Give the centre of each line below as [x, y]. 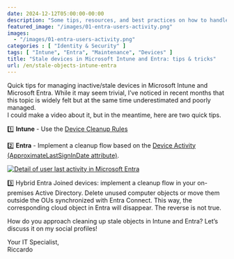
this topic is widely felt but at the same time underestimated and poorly [109, 100]
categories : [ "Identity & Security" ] [67, 46]
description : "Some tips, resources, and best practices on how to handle [118, 20]
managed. [22, 107]
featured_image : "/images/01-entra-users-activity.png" [90, 26]
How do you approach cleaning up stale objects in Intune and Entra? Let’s [112, 221]
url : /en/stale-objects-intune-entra [62, 65]
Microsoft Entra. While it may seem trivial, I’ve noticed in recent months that [116, 93]
